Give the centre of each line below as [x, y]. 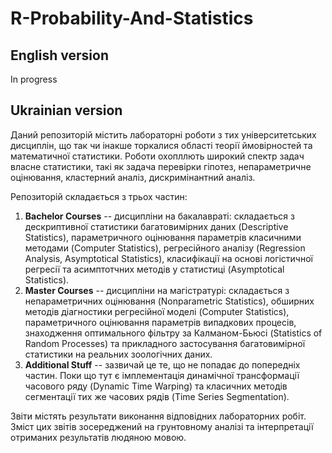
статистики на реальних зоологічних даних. [118, 354]
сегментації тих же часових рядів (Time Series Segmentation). [157, 396]
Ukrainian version [66, 110]
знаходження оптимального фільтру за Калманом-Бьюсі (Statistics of [173, 333]
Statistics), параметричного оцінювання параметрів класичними [163, 237]
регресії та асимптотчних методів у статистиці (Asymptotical [154, 269]
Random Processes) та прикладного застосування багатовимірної [165, 343]
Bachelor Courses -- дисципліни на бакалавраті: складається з [159, 216]
